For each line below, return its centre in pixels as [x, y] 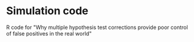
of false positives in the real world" [49, 33]
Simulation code [47, 11]
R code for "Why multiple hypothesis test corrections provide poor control [97, 27]
